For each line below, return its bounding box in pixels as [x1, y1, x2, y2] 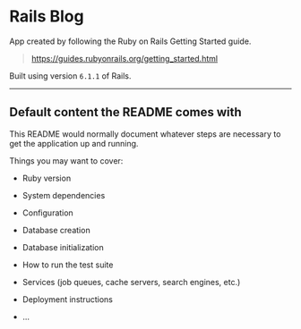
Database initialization [21, 241, 105, 252]
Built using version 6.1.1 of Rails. [9, 70, 132, 81]
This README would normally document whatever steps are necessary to [9, 128, 281, 139]
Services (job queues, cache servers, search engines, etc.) [21, 276, 241, 287]
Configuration [21, 207, 73, 218]
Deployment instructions [21, 293, 114, 305]
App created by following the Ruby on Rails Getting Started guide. [9, 36, 252, 46]
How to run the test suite [21, 259, 114, 270]
